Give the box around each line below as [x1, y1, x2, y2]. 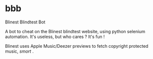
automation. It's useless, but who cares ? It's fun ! [5, 34, 105, 39]
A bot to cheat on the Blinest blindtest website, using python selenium [5, 28, 145, 34]
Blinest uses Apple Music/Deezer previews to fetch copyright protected [5, 43, 149, 49]
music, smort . [5, 48, 34, 54]
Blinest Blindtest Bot [5, 19, 45, 25]
